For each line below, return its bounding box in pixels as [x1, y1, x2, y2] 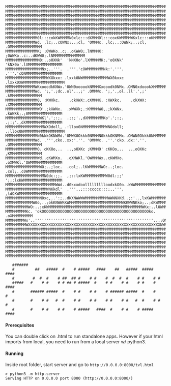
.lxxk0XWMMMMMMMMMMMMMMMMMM [5, 80, 65, 85]
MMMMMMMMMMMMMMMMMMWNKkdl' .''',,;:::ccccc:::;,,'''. [5, 187, 124, 192]
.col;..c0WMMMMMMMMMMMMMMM [5, 169, 63, 174]
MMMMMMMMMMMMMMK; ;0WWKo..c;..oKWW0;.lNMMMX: [5, 49, 103, 54]
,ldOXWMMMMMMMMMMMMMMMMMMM [5, 191, 63, 196]
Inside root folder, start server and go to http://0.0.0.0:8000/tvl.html [5, 362, 154, 368]
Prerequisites [5, 322, 35, 328]
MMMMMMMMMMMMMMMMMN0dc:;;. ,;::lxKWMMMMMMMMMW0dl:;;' [5, 173, 124, 179]
